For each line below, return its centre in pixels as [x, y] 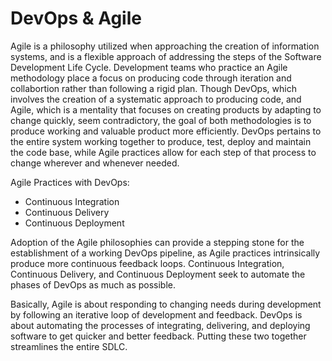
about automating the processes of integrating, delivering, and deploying [160, 325]
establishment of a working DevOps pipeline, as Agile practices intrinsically [165, 253]
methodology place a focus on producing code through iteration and [151, 78]
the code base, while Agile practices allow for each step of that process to [163, 152]
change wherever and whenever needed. [95, 163]
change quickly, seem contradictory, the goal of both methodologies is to [161, 120]
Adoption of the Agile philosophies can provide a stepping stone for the [157, 242]
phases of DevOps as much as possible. [93, 284]
